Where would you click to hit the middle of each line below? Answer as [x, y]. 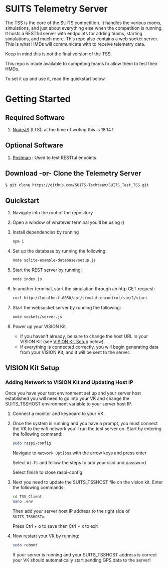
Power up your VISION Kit [39, 326]
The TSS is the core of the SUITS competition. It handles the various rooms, [83, 23]
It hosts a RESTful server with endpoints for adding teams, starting [74, 33]
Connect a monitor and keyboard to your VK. [59, 414]
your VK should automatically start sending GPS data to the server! [81, 560]
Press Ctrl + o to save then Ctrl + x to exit [55, 526]
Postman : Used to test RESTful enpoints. [55, 157]
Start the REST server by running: [47, 270]
